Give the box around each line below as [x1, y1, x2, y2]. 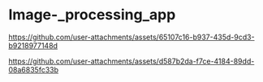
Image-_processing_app [8, 6, 176, 24]
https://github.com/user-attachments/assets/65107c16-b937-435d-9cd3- [8, 32, 255, 42]
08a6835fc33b [8, 64, 59, 74]
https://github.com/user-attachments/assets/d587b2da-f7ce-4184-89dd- [8, 56, 255, 66]
